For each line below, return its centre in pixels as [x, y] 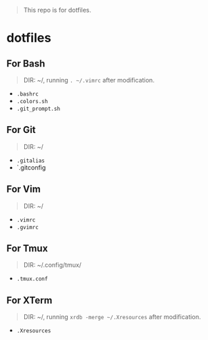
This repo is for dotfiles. [57, 10]
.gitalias [31, 161]
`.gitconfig [31, 167]
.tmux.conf [32, 279]
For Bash [26, 63]
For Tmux [27, 249]
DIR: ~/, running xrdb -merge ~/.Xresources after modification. [112, 317]
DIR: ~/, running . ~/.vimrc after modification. [89, 80]
